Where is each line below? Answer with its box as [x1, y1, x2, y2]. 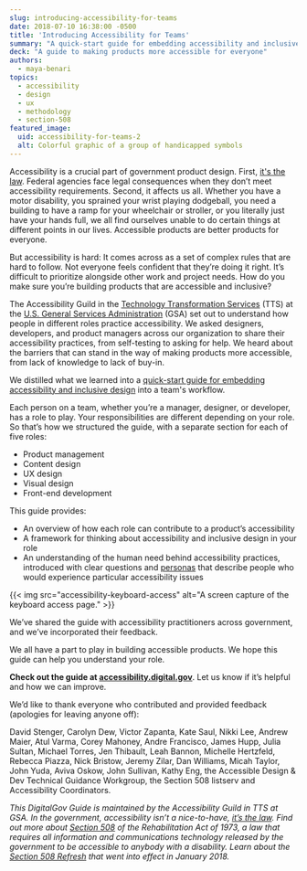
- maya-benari [17, 65, 71, 74]
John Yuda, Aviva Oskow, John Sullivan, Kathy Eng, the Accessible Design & [9, 765, 297, 776]
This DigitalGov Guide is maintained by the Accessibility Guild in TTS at [9, 802, 279, 813]
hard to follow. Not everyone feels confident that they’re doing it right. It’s [9, 261, 285, 272]
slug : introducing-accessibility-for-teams [9, 13, 178, 23]
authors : [9, 56, 43, 65]
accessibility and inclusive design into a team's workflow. [9, 384, 226, 395]
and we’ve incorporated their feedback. [9, 626, 158, 637]
